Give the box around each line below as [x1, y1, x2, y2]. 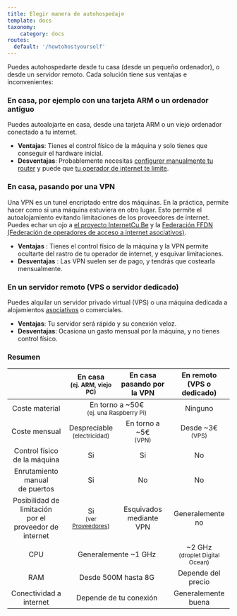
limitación [20, 504, 53, 514]
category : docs [20, 30, 65, 38]
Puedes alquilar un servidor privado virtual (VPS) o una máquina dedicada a [7, 298, 228, 307]
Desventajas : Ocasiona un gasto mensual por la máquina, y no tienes [17, 326, 220, 335]
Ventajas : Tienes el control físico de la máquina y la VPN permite [17, 241, 209, 250]
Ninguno [185, 404, 214, 413]
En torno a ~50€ [89, 400, 145, 410]
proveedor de [13, 522, 59, 532]
